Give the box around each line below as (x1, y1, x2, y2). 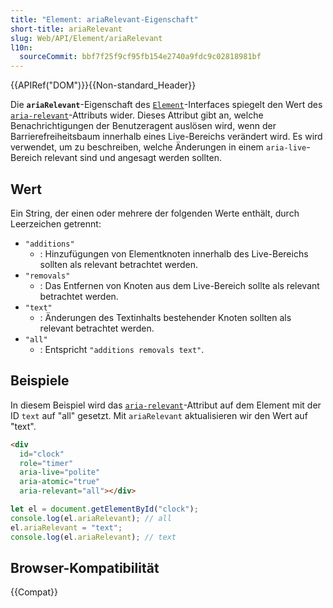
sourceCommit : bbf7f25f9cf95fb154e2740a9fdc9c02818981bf (19, 52, 262, 62)
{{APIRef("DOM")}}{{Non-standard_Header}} (10, 79, 197, 91)
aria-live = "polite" (19, 467, 101, 478)
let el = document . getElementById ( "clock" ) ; (10, 504, 199, 514)
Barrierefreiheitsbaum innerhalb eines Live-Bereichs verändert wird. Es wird (10, 131, 323, 143)
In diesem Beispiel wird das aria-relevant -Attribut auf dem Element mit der (10, 399, 322, 411)
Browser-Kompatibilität (10, 559, 160, 576)
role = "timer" (19, 458, 74, 468)
